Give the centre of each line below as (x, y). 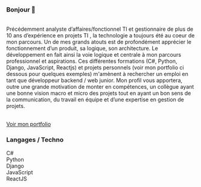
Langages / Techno (35, 140)
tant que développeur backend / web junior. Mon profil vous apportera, (94, 80)
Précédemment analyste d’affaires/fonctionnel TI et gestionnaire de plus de (100, 29)
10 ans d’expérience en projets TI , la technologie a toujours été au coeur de (101, 36)
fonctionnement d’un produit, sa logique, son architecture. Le (82, 48)
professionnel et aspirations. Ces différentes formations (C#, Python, (92, 61)
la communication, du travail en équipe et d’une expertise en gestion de (95, 100)
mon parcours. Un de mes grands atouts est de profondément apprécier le (99, 42)
